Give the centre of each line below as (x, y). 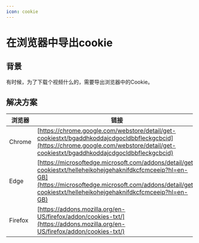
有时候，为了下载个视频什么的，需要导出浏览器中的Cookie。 (80, 82)
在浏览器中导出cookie (60, 43)
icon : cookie (22, 12)
